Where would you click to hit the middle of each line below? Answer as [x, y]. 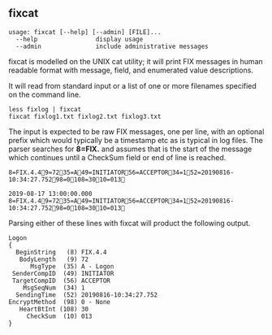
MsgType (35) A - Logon [72, 266]
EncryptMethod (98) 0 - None [60, 302]
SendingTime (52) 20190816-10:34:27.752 [87, 295]
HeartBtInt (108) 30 [54, 309]
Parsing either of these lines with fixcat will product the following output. [130, 223]
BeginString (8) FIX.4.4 [61, 252]
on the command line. [45, 94]
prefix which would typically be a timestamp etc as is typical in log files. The [136, 140]
